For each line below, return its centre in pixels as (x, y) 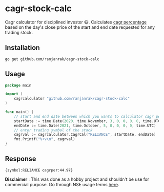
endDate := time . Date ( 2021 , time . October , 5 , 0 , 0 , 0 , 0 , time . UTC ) (85, 126)
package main (18, 85)
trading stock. (19, 32)
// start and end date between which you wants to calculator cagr (84, 116)
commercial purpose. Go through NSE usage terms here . (62, 184)
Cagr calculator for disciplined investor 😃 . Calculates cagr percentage (76, 22)
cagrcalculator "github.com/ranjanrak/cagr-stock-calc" (72, 99)
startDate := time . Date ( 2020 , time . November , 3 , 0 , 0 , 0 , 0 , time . (84, 121)
